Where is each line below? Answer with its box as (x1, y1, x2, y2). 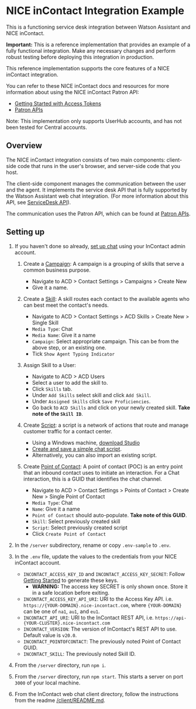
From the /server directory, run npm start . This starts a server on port (14, 673, 183, 680)
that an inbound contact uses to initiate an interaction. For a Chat (23, 469, 180, 476)
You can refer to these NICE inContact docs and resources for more (6, 82, 170, 89)
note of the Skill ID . (32, 410, 83, 417)
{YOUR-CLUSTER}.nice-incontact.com (23, 620, 110, 626)
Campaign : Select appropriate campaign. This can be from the (32, 338, 179, 345)
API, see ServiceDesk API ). (6, 198, 71, 205)
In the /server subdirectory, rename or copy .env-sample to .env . (14, 542, 171, 549)
